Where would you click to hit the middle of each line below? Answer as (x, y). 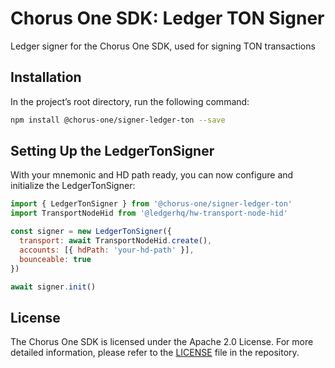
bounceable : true (55, 259)
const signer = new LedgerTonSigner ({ (91, 232)
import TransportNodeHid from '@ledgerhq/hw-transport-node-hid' (149, 213)
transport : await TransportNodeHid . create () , (116, 241)
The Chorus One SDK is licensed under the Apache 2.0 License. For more (162, 342)
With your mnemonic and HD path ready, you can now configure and (152, 175)
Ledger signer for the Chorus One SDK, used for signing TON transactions (163, 46)
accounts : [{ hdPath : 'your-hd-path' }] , (107, 250)
